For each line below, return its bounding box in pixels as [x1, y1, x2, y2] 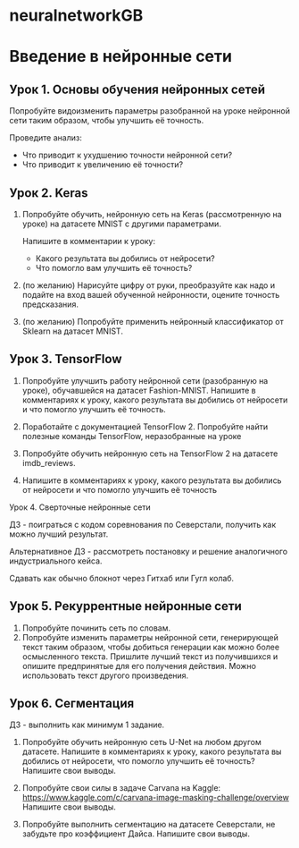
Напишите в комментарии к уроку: [21, 236, 156, 246]
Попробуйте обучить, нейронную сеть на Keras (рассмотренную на [21, 209, 283, 219]
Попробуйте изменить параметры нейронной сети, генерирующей [21, 632, 279, 642]
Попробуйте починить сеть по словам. [21, 623, 171, 633]
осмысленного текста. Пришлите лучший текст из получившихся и [21, 650, 278, 662]
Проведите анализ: [9, 132, 82, 143]
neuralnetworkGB [9, 5, 144, 26]
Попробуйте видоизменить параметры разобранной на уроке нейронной [9, 106, 291, 116]
